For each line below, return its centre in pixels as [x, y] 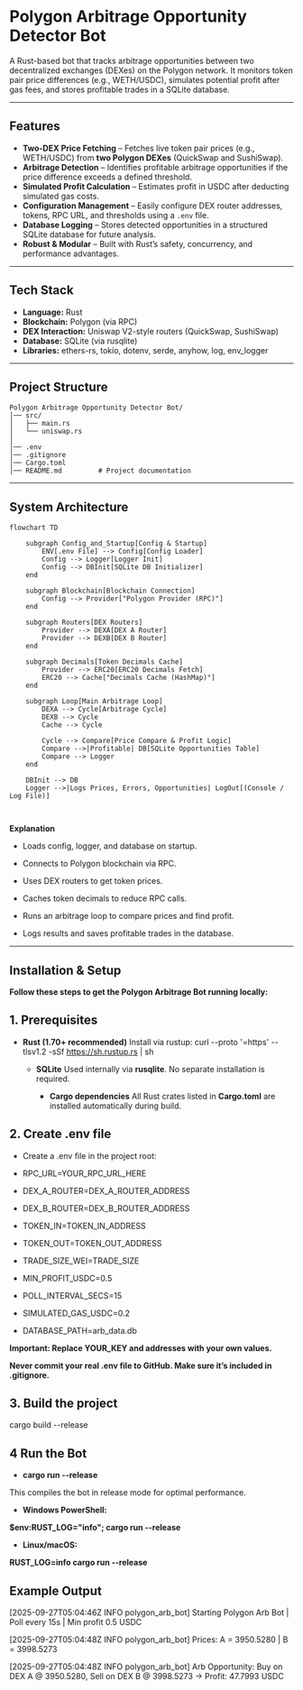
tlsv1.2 [34, 1052]
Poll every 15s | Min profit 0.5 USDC [76, 1622]
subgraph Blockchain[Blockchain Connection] [110, 591]
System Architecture [69, 507]
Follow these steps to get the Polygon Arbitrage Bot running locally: [139, 992]
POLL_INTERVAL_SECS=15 [72, 1295]
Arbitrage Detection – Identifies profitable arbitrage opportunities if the [155, 167]
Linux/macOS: [50, 1545]
